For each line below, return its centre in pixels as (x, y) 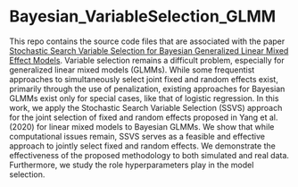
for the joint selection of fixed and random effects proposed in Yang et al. (144, 117)
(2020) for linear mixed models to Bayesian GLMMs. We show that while (142, 126)
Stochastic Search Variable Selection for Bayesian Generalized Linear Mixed (149, 50)
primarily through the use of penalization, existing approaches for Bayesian (147, 89)
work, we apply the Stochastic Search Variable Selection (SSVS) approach (146, 107)
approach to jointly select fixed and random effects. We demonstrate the (143, 146)
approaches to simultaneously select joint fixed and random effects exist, (144, 79)
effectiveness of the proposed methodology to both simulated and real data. (149, 155)
